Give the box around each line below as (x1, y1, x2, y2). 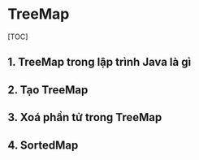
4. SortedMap (7, 138, 79, 152)
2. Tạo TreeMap (7, 83, 89, 97)
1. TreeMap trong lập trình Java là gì (7, 55, 192, 69)
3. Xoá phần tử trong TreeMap (7, 110, 162, 124)
